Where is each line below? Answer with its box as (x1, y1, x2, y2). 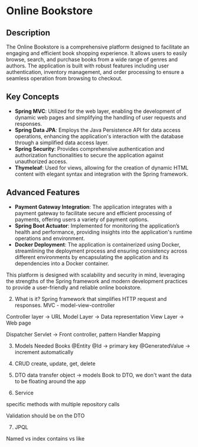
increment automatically (14, 348, 74, 355)
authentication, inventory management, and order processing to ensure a (6, 69, 184, 75)
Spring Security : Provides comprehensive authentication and (14, 145, 164, 152)
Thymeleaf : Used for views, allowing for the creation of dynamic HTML (14, 164, 189, 171)
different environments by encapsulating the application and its (14, 253, 168, 261)
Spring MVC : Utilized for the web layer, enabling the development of (14, 108, 181, 115)
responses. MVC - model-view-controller (14, 302, 115, 309)
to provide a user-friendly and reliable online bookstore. (6, 284, 142, 291)
